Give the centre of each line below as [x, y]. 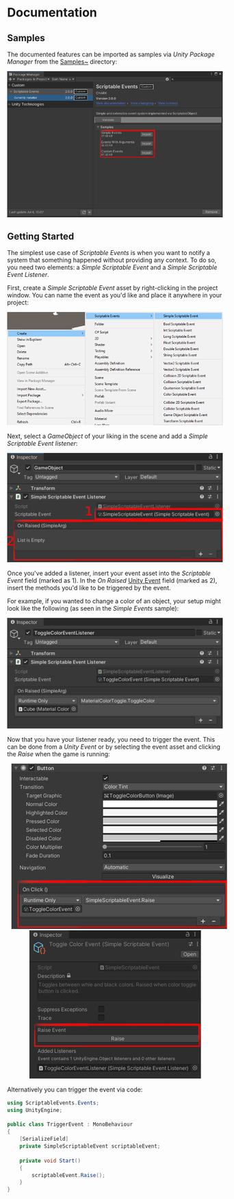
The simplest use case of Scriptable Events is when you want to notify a [109, 253]
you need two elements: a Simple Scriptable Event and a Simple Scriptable [112, 267]
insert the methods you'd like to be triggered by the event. [89, 588]
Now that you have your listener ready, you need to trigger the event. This [111, 739]
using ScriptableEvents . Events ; [53, 1103]
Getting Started [41, 236]
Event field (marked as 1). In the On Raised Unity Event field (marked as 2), [112, 581]
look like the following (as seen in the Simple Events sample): [93, 609]
